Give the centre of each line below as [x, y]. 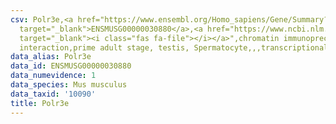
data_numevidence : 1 [53, 76]
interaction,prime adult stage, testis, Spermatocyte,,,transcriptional [174, 47]
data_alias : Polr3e [51, 57]
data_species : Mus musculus [69, 85]
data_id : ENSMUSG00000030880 [71, 66]
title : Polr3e [40, 103]
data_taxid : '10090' [53, 94]
